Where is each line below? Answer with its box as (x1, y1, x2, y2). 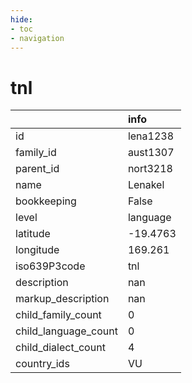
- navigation (10, 33, 65, 43)
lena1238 (127, 129, 175, 143)
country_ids (15, 357, 70, 371)
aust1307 (127, 146, 175, 160)
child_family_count (15, 308, 102, 322)
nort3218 (127, 162, 173, 176)
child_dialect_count (15, 341, 106, 355)
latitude (15, 227, 51, 241)
